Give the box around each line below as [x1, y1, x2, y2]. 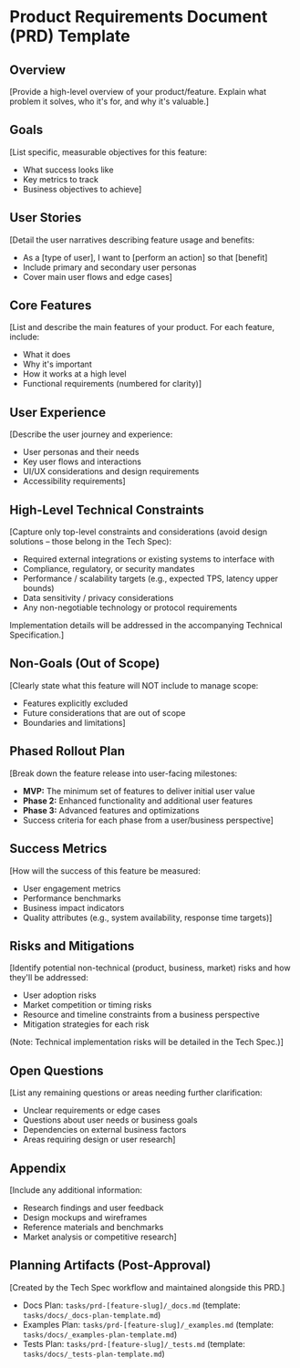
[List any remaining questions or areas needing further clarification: [9, 1087, 263, 1098]
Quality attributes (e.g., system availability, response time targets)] [22, 912, 273, 923]
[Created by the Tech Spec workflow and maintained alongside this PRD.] [9, 1281, 285, 1292]
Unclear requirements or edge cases [22, 1105, 161, 1116]
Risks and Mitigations [9, 938, 135, 954]
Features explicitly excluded [22, 698, 129, 709]
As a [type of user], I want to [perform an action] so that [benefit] [22, 252, 268, 263]
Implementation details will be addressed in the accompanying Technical [9, 620, 283, 631]
